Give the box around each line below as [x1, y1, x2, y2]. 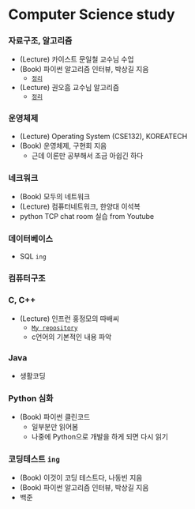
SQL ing [19, 251, 47, 262]
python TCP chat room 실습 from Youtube [19, 212, 155, 221]
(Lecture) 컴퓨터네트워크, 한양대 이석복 [19, 202, 141, 211]
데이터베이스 [8, 233, 54, 244]
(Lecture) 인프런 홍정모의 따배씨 [19, 314, 120, 323]
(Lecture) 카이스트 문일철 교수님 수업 [19, 55, 134, 64]
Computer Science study [8, 6, 175, 24]
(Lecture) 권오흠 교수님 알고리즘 [19, 83, 120, 92]
